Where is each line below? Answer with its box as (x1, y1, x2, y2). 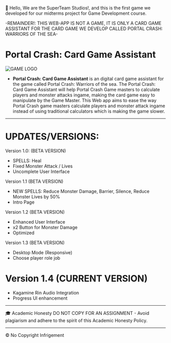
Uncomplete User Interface (12, 168, 70, 175)
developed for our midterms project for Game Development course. (5, 10, 147, 16)
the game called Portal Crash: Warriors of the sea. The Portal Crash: (12, 81, 156, 87)
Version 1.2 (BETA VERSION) (5, 209, 65, 215)
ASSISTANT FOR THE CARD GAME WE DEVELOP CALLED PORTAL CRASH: (5, 26, 163, 32)
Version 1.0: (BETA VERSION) (5, 148, 66, 154)
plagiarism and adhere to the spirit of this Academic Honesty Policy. (5, 317, 148, 324)
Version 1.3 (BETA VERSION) (5, 239, 65, 246)
